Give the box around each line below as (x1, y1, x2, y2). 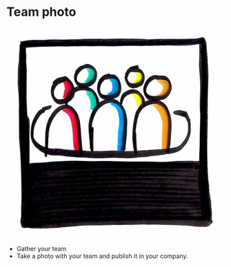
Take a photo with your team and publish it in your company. (16, 252, 188, 260)
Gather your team (16, 245, 67, 253)
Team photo (6, 4, 77, 20)
